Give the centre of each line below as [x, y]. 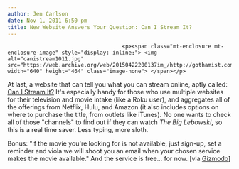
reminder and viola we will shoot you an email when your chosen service [114, 151]
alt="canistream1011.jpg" [46, 59]
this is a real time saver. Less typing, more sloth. [78, 130]
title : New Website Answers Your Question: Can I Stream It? [100, 27]
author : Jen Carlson [38, 14]
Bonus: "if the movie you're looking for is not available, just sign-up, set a [115, 143]
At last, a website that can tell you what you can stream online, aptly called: [117, 84]
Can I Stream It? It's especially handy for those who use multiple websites [116, 92]
